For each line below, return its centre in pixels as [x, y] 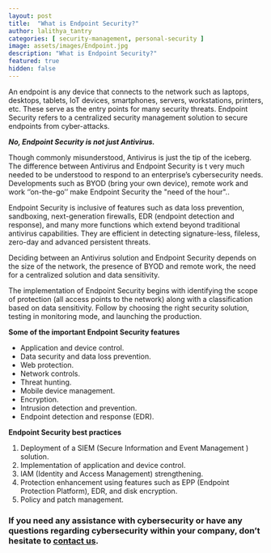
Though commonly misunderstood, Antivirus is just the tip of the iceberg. [130, 157]
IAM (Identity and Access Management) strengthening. [112, 474]
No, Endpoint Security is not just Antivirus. [82, 142]
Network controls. [50, 373]
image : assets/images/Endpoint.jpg [68, 46]
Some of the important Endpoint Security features [94, 332]
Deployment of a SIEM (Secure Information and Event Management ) [134, 448]
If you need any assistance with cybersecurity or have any [125, 521]
